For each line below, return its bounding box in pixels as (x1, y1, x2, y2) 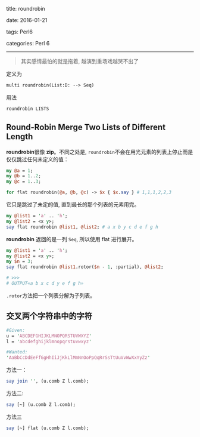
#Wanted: (6, 349, 28, 355)
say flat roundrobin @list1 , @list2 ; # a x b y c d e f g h (6, 224, 159, 230)
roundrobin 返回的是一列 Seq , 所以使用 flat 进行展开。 (6, 235, 137, 242)
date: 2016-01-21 (6, 17, 48, 23)
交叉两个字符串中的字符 (6, 311, 92, 321)
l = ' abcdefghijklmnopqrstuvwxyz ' (6, 338, 92, 344)
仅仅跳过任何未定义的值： (6, 155, 69, 163)
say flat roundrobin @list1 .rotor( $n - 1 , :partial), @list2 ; (6, 264, 164, 270)
